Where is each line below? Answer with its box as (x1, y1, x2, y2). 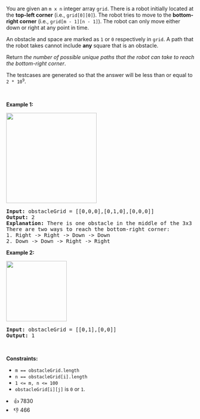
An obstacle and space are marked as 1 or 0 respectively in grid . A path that (6, 36, 194, 42)
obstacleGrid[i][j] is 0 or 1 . (14, 386, 85, 393)
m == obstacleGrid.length (14, 368, 79, 374)
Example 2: (6, 249, 35, 256)
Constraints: (6, 355, 38, 362)
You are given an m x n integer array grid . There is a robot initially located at (6, 5, 194, 12)
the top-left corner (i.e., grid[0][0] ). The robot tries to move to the (6, 11, 172, 19)
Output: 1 (6, 332, 35, 339)
